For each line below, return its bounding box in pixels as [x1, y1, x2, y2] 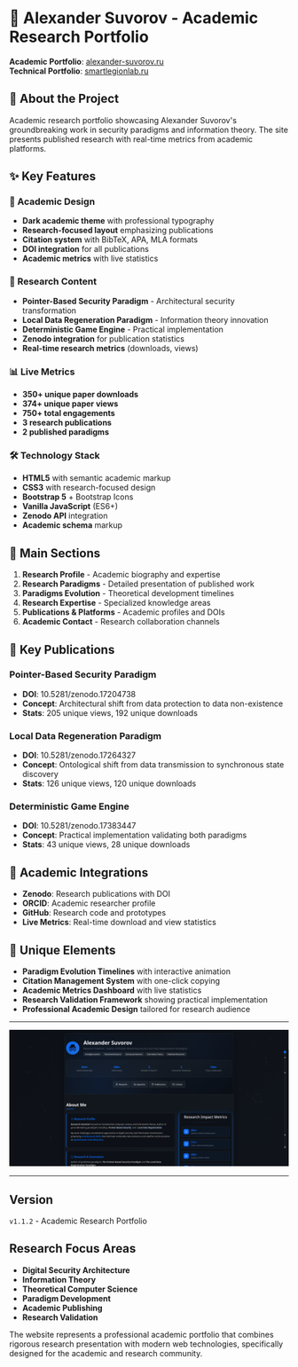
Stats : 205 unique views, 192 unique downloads [21, 707, 198, 718]
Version [9, 1192, 53, 1207]
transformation [21, 305, 77, 316]
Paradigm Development [21, 1292, 111, 1303]
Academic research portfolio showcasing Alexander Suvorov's [9, 114, 238, 125]
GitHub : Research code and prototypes [21, 907, 167, 918]
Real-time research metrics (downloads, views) [21, 342, 199, 353]
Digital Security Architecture [21, 1264, 130, 1276]
